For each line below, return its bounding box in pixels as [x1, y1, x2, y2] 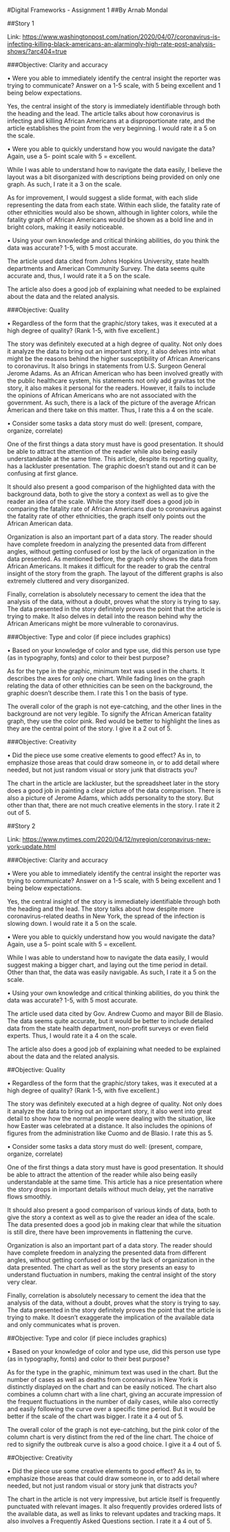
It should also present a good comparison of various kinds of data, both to [7, 1206, 218, 1214]
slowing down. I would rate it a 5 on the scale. [7, 920, 137, 927]
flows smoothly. [7, 1192, 52, 1201]
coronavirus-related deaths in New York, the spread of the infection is [7, 912, 205, 920]
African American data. [7, 519, 73, 527]
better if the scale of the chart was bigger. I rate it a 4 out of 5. [7, 1412, 184, 1420]
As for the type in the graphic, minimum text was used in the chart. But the [7, 1368, 218, 1376]
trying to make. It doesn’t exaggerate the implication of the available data [7, 1313, 215, 1321]
